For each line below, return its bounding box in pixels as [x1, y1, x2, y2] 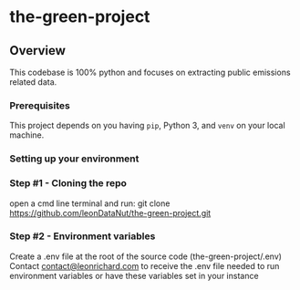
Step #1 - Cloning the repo [9, 177, 128, 190]
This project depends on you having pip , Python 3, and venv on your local [9, 120, 285, 131]
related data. [9, 77, 57, 88]
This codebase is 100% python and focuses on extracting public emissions [9, 67, 291, 78]
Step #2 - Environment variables [9, 230, 156, 243]
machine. [9, 129, 45, 140]
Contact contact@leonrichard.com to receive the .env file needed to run [9, 260, 280, 271]
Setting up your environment [9, 152, 140, 165]
